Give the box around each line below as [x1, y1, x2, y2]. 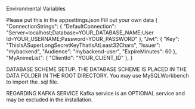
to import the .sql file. [6, 78, 58, 85]
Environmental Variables [6, 5, 66, 12]
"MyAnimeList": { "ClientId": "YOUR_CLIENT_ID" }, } [6, 54, 133, 61]
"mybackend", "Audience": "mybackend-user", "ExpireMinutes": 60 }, [6, 48, 177, 55]
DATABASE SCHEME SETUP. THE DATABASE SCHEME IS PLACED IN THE [6, 66, 187, 73]
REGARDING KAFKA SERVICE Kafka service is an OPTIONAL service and [6, 90, 185, 97]
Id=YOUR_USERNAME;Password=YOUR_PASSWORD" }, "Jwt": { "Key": [6, 36, 180, 42]
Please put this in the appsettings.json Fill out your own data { [6, 17, 158, 23]
